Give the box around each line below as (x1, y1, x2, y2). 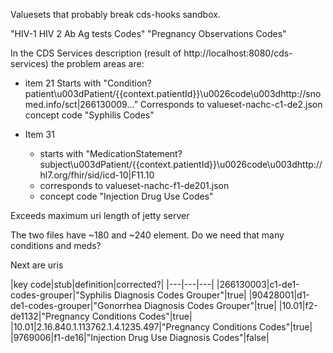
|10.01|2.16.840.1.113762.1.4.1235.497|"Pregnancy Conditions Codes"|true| (10, 321, 313, 333)
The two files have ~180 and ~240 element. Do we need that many (10, 229, 285, 241)
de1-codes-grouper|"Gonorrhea (10, 300, 142, 311)
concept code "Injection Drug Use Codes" (39, 190, 214, 202)
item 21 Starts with (24, 77, 102, 89)
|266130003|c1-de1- (216, 279, 300, 290)
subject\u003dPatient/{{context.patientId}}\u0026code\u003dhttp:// (39, 159, 323, 170)
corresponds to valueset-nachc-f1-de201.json (39, 180, 230, 191)
